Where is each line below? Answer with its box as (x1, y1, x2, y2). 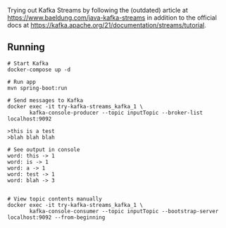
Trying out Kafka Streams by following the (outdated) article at (7, 6, 189, 14)
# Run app (7, 78, 37, 85)
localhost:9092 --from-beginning (7, 214, 106, 221)
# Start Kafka (7, 60, 49, 67)
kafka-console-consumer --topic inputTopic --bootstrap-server (29, 208, 219, 215)
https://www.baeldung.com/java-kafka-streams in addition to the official (7, 13, 217, 22)
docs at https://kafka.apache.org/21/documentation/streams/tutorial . (7, 21, 206, 29)
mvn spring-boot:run (7, 84, 68, 91)
